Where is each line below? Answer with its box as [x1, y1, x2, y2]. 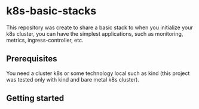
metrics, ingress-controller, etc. [6, 36, 84, 43]
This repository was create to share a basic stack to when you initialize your [6, 24, 193, 31]
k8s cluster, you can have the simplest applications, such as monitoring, [6, 30, 183, 37]
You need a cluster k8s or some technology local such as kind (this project [6, 70, 190, 77]
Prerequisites [6, 54, 57, 64]
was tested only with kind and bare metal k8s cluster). [6, 76, 139, 83]
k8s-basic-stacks [6, 4, 97, 18]
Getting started [6, 94, 65, 104]
